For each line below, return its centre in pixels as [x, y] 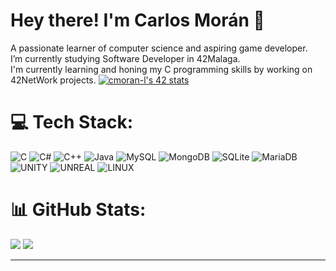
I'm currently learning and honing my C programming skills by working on [161, 69]
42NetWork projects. [53, 80]
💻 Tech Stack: [72, 122]
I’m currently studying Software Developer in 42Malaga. [125, 58]
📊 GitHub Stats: [78, 210]
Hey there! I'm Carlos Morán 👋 [137, 20]
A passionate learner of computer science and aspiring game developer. [159, 48]
